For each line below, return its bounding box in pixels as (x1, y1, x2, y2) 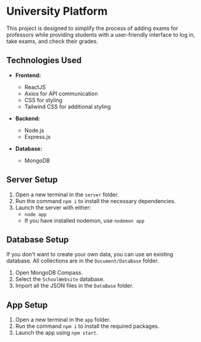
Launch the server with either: (15, 204, 91, 211)
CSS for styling (24, 96, 63, 103)
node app (24, 211, 47, 218)
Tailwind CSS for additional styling (24, 103, 112, 110)
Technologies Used (6, 55, 82, 65)
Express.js (24, 133, 51, 140)
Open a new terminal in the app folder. (15, 316, 111, 324)
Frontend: (15, 72, 41, 79)
